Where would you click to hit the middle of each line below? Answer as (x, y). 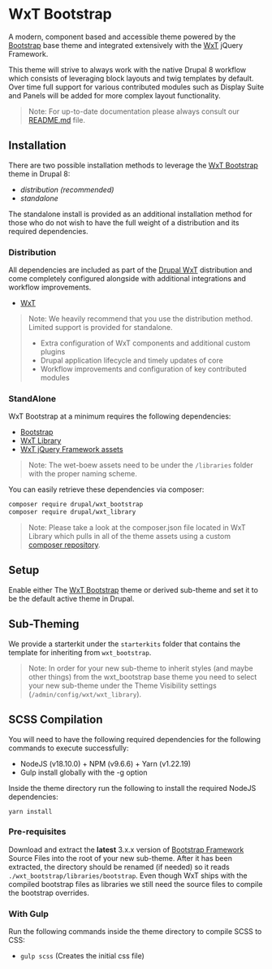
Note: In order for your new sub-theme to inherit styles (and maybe (140, 668)
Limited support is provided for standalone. (100, 328)
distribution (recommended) (67, 189)
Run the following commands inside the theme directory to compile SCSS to (135, 932)
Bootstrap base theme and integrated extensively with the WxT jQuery (126, 45)
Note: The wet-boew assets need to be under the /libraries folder (140, 465)
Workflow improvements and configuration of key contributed (144, 369)
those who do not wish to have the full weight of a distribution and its (124, 222)
